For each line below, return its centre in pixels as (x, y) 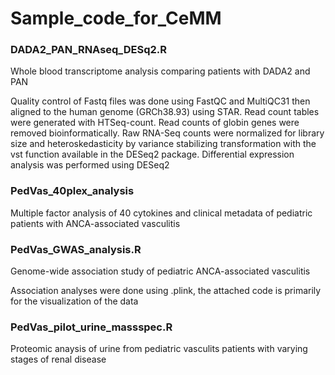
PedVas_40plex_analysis (72, 191)
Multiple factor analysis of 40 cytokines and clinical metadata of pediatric (161, 213)
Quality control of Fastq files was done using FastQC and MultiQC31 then (160, 101)
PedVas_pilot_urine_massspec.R (91, 327)
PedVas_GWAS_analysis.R (76, 249)
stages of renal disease (58, 359)
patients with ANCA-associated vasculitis (95, 223)
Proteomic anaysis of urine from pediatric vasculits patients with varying (159, 349)
